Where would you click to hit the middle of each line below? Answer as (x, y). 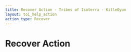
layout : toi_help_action (31, 14)
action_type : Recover (28, 19)
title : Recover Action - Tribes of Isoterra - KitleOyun (66, 10)
